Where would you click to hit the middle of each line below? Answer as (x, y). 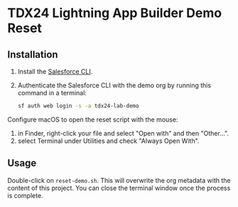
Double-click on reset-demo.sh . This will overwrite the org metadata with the (119, 180)
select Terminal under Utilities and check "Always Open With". (108, 141)
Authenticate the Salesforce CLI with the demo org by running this (114, 85)
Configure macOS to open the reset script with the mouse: (93, 120)
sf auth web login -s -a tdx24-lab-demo (78, 106)
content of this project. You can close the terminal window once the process (119, 188)
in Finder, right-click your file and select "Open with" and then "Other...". (123, 133)
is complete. (26, 195)
